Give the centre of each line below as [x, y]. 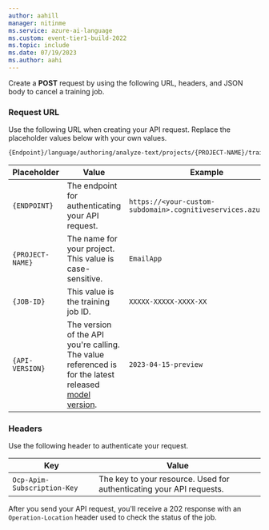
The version [89, 325]
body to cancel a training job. [56, 91]
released [83, 385]
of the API [85, 335]
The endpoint [92, 186]
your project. [91, 249]
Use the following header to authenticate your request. [98, 446]
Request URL [34, 112]
